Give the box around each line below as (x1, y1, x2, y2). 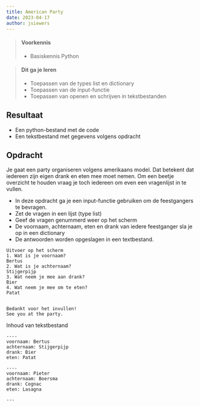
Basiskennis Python (30, 52, 80, 59)
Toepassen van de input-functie (30, 86, 110, 93)
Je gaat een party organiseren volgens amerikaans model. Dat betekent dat (6, 166, 195, 173)
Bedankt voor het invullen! (6, 306, 77, 312)
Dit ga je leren (21, 66, 57, 73)
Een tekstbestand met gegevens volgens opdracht (15, 133, 141, 140)
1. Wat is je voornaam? (6, 253, 66, 259)
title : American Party (6, 8, 63, 15)
